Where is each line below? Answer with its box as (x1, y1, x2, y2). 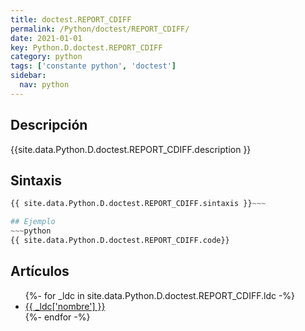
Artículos (10, 263, 70, 280)
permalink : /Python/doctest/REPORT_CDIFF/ (10, 24, 190, 34)
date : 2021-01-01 (10, 33, 83, 43)
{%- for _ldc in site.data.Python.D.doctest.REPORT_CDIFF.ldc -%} (24, 289, 296, 301)
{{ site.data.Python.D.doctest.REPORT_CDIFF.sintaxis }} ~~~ (10, 199, 267, 209)
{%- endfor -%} (24, 311, 91, 323)
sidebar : (10, 71, 47, 81)
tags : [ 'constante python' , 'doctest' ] (10, 61, 177, 71)
